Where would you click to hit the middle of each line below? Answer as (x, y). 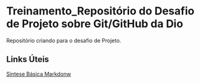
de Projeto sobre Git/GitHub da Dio (95, 24)
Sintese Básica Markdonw (39, 74)
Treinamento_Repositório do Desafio (101, 11)
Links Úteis (28, 59)
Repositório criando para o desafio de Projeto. (64, 40)
